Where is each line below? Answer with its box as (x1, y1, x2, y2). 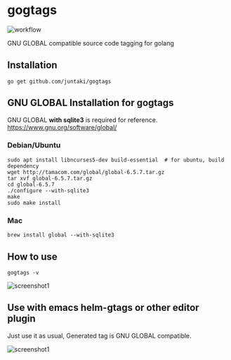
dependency (7, 162, 39, 170)
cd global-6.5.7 (7, 181, 55, 188)
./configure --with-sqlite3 (7, 187, 90, 194)
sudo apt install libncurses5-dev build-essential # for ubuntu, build (7, 156, 225, 164)
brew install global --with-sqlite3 (7, 232, 114, 239)
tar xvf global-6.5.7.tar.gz (7, 175, 93, 182)
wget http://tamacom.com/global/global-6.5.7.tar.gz (7, 168, 165, 175)
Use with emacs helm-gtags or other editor (7, 302, 199, 314)
